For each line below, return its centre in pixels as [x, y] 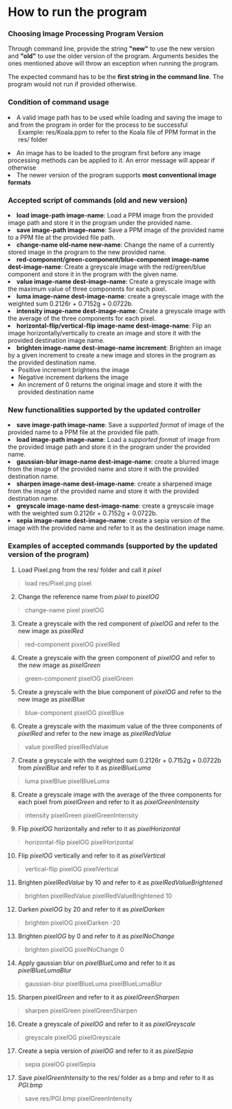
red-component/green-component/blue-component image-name [113, 260]
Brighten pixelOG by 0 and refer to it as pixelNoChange [96, 936]
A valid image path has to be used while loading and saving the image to [120, 117]
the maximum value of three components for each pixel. [87, 289]
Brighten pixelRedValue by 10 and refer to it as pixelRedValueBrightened [120, 882]
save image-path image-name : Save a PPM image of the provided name [120, 230]
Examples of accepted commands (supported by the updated [113, 546]
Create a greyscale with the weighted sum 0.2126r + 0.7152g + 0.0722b [119, 760]
